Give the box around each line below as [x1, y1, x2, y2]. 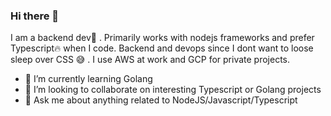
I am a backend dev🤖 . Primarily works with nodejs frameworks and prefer [10, 32, 315, 44]
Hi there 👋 [10, 9, 60, 23]
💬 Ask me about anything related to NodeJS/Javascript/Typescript [24, 94, 298, 106]
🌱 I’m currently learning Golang [24, 73, 153, 85]
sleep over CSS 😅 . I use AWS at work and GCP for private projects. [10, 54, 291, 66]
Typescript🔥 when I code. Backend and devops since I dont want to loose [10, 42, 314, 54]
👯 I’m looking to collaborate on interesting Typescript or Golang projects [24, 84, 322, 96]
